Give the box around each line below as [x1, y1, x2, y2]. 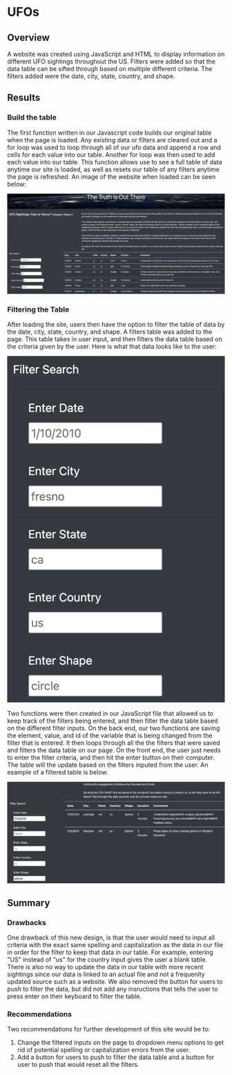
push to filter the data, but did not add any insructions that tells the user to [7, 985, 219, 993]
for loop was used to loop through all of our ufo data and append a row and [7, 143, 221, 151]
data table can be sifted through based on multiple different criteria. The [7, 65, 213, 73]
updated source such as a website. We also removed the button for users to [7, 978, 223, 986]
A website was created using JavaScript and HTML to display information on [7, 50, 225, 58]
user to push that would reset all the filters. [17, 1060, 139, 1069]
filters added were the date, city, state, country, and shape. [7, 72, 175, 80]
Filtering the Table [7, 305, 70, 314]
